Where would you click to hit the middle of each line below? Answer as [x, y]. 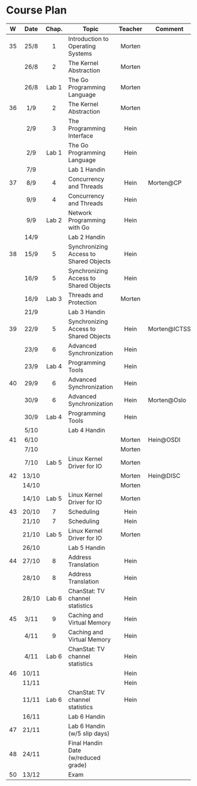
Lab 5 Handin [87, 547]
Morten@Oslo [167, 400]
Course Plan [37, 10]
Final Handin [85, 743]
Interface [81, 136]
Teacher [130, 29]
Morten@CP [165, 183]
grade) [77, 765]
